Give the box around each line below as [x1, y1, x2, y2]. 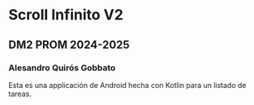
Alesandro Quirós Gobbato [8, 62, 116, 73]
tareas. [8, 89, 32, 99]
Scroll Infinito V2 [8, 6, 124, 24]
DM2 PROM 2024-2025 [8, 38, 130, 52]
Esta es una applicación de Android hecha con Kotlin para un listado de [8, 80, 247, 90]
